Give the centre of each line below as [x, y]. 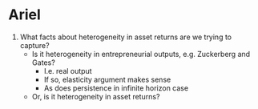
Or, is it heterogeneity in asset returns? [96, 96]
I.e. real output [68, 71]
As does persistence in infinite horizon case [116, 88]
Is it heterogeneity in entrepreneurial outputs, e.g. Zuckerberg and [141, 54]
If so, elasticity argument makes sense [107, 79]
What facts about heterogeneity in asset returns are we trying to [126, 37]
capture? [34, 45]
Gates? [44, 63]
